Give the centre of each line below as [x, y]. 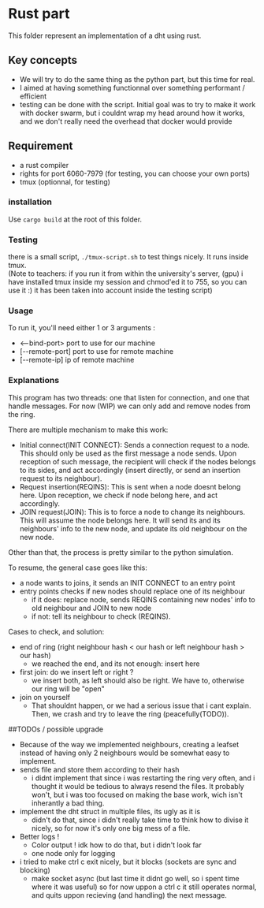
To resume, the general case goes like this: [78, 567]
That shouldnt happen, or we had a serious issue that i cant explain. [141, 705]
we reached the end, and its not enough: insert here [115, 664]
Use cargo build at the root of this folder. [75, 219]
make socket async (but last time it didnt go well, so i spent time [135, 878]
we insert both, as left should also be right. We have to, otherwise [138, 680]
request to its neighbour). [61, 478]
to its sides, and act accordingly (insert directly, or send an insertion [130, 470]
